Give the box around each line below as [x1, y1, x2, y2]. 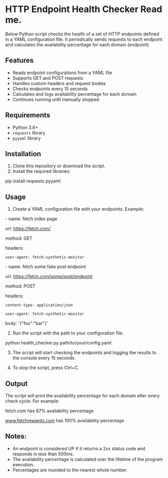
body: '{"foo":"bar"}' [5, 320, 48, 326]
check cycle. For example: [5, 398, 59, 404]
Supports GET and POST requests [12, 75, 83, 81]
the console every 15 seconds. [12, 355, 76, 361]
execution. [12, 461, 35, 467]
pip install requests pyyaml [5, 178, 61, 184]
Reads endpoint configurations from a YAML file [12, 70, 112, 76]
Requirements [5, 111, 50, 119]
